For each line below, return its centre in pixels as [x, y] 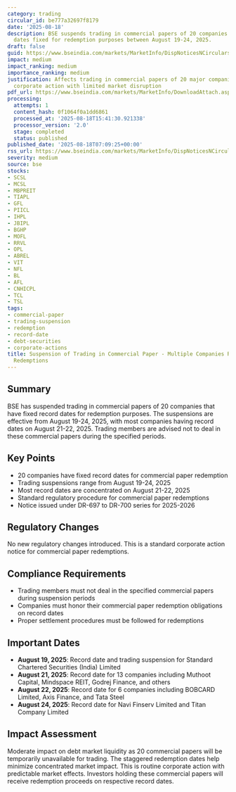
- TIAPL [19, 197]
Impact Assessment [52, 734]
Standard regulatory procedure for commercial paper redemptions [113, 498]
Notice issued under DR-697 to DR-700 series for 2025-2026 [106, 505]
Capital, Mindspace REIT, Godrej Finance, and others [94, 682]
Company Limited [43, 712]
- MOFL [17, 237]
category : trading [34, 14]
